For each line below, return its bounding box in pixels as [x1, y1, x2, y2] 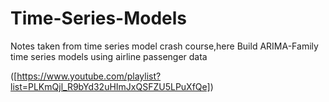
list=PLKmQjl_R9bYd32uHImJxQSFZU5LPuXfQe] [10, 80, 211, 92]
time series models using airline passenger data [10, 50, 208, 62]
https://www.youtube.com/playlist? [16, 70, 162, 82]
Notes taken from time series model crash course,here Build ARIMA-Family [10, 40, 319, 52]
